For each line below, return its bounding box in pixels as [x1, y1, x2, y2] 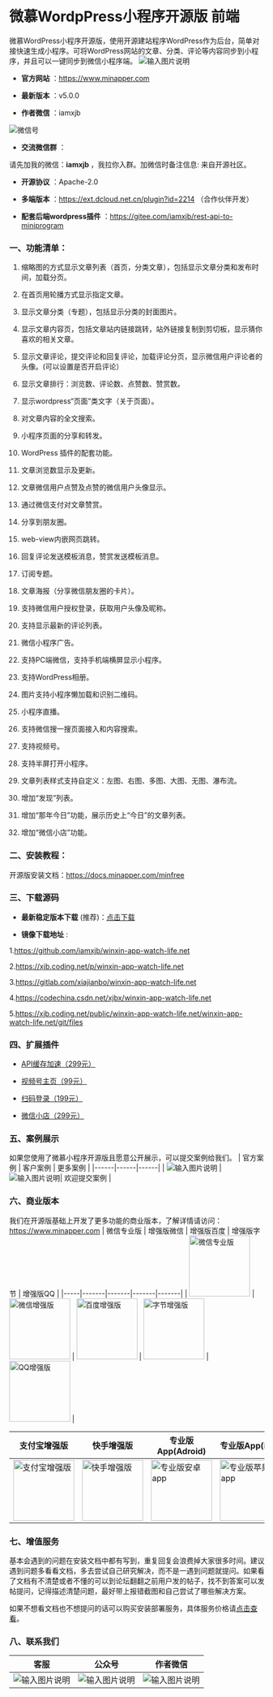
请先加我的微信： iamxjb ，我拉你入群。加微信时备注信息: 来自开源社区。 [9, 159, 251, 169]
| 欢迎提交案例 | [60, 1173, 112, 1183]
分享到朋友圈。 [20, 517, 71, 527]
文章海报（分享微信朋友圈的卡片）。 [20, 586, 139, 596]
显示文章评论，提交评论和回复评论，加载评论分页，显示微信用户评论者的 [20, 352, 262, 361]
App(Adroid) [156, 1445, 207, 1457]
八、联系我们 [9, 1635, 60, 1647]
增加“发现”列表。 [20, 793, 78, 803]
